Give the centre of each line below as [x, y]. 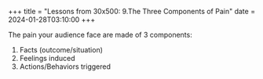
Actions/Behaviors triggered [65, 66]
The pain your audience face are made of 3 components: [100, 35]
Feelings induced [47, 58]
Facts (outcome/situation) [61, 50]
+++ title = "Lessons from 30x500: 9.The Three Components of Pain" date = [132, 11]
